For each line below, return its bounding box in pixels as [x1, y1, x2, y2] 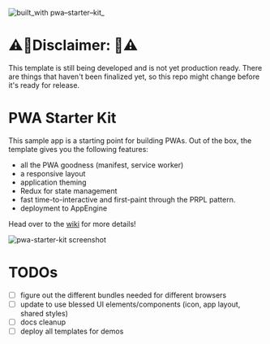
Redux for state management [19, 185, 118, 195]
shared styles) [19, 308, 69, 318]
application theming [19, 177, 87, 187]
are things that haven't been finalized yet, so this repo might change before [8, 72, 260, 81]
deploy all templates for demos [19, 326, 124, 336]
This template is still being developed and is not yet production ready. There [8, 63, 263, 72]
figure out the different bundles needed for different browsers [19, 290, 227, 300]
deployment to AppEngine [19, 203, 108, 213]
